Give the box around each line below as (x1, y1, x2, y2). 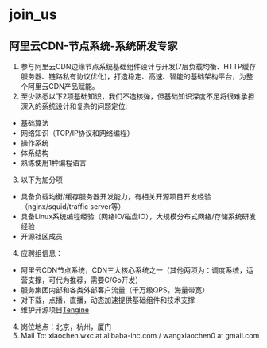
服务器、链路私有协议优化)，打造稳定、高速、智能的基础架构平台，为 (20, 72, 246, 81)
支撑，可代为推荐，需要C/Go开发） (27, 276, 142, 284)
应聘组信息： (20, 249, 63, 257)
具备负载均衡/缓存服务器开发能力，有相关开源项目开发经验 (20, 192, 211, 201)
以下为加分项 (20, 175, 63, 184)
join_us (9, 6, 58, 24)
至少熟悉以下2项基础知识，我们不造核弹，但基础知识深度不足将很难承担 (20, 91, 255, 101)
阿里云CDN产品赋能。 (27, 82, 99, 91)
